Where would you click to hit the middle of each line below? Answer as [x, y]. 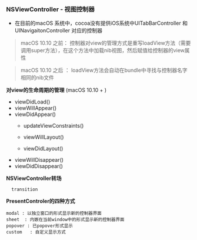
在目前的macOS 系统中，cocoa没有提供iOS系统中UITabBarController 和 [101, 23]
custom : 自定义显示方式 [36, 232]
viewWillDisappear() [39, 160]
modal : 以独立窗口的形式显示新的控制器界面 [54, 214]
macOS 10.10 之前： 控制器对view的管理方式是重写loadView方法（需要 [106, 43]
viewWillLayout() [44, 137]
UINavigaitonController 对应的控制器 [59, 31]
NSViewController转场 [34, 178]
